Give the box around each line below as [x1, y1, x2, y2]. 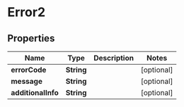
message [11, 77, 42, 86]
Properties [7, 32, 55, 44]
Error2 [7, 4, 46, 20]
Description [93, 53, 134, 63]
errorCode [11, 65, 47, 75]
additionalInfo [11, 88, 59, 97]
